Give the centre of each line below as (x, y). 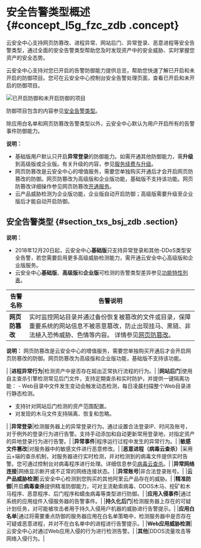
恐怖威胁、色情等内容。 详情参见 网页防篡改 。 (111, 334)
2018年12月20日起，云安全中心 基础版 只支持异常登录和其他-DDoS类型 (100, 250)
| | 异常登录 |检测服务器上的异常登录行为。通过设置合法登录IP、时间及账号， (98, 426)
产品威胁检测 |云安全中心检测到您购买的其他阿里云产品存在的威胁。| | (91, 479)
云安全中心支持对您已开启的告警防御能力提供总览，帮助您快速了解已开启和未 (100, 70)
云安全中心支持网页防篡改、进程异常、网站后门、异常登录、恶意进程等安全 (98, 42)
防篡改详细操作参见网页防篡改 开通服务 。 (65, 186)
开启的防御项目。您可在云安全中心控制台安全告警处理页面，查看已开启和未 (98, 78)
